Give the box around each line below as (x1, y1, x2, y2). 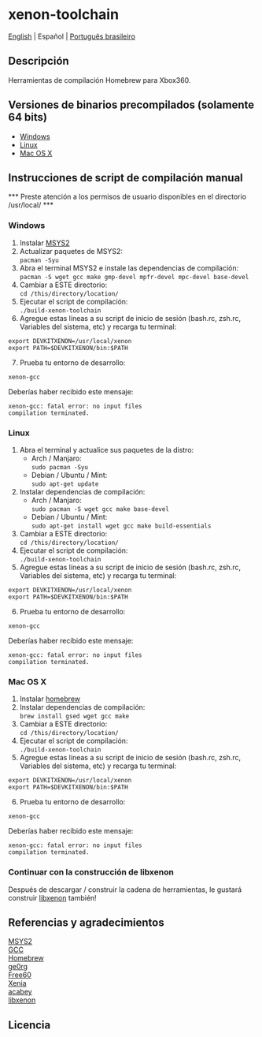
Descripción (8, 54, 69, 68)
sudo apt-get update (31, 479, 99, 488)
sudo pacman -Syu (31, 463, 89, 471)
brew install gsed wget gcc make (19, 712, 130, 721)
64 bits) (8, 110, 47, 124)
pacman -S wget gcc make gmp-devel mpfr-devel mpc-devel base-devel (19, 273, 249, 281)
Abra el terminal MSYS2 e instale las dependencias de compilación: (19, 263, 239, 273)
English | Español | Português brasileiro (8, 32, 136, 41)
